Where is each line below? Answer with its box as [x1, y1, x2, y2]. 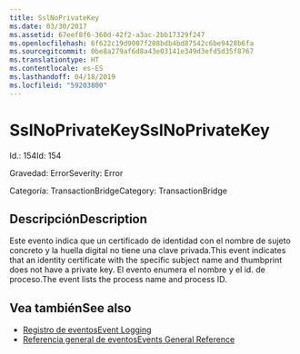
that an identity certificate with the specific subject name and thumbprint [9, 255, 283, 266]
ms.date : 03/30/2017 [9, 22, 88, 31]
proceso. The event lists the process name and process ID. [9, 274, 227, 285]
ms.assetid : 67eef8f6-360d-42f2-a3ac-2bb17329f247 [9, 30, 205, 39]
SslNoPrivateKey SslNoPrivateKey [9, 120, 270, 141]
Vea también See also [9, 300, 132, 316]
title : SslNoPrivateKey [9, 13, 100, 23]
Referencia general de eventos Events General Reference [22, 334, 235, 345]
